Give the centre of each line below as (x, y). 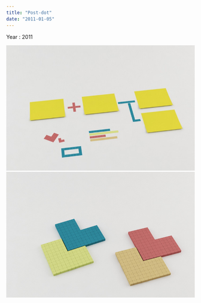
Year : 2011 (19, 37)
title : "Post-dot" (29, 13)
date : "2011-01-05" (31, 19)
